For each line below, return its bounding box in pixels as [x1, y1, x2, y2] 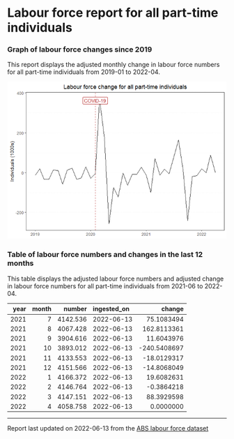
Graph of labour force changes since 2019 [7, 45, 153, 54]
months [7, 258, 34, 268]
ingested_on [93, 305, 130, 313]
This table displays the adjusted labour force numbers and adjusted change [7, 274, 224, 283]
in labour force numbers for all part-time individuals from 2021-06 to [7, 281, 203, 290]
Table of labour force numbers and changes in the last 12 [7, 250, 203, 260]
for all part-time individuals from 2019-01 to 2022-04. [7, 68, 160, 76]
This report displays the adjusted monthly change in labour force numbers [7, 61, 220, 69]
